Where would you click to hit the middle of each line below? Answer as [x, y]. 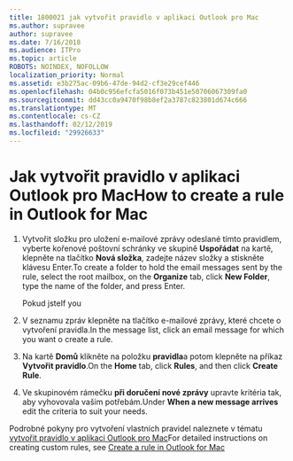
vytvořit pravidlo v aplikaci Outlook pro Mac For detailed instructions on [139, 438]
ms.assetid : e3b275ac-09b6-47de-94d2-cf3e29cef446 [104, 83]
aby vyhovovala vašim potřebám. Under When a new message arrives [150, 402]
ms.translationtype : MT [53, 108]
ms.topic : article [43, 59]
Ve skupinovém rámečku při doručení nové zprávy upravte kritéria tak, [152, 392]
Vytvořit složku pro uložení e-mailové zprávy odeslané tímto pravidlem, [151, 238]
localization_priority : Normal [67, 75]
